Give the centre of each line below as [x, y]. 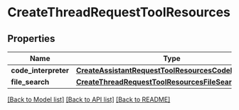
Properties [31, 39]
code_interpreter [40, 70]
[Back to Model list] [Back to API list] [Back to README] [89, 99]
